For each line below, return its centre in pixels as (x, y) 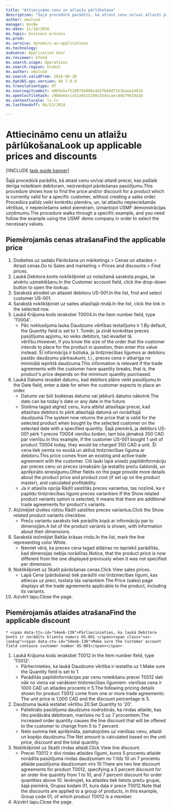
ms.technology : (22, 48)
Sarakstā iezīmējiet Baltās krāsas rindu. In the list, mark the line (79, 537)
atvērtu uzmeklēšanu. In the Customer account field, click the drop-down (90, 282)
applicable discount (38, 621)
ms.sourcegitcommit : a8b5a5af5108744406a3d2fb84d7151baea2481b (75, 91)
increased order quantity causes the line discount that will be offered (93, 720)
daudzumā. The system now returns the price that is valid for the (88, 417)
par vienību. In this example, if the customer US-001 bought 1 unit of (92, 439)
